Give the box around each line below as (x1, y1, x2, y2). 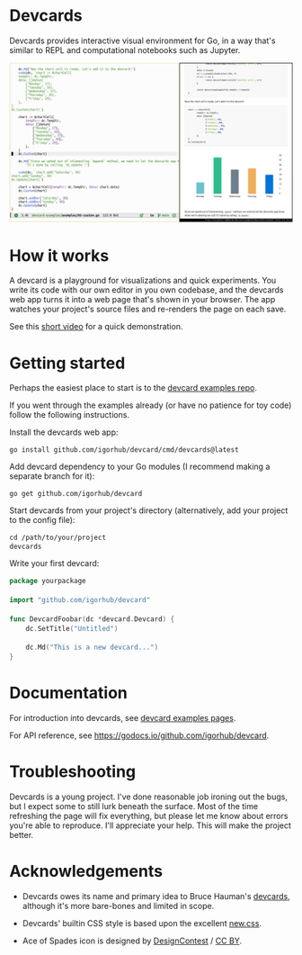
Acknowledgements (9, 861, 164, 882)
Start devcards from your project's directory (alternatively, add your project (9, 505, 289, 516)
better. (9, 830, 34, 841)
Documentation (9, 683, 129, 703)
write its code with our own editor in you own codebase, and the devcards (9, 284, 285, 295)
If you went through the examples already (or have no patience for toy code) (9, 400, 292, 410)
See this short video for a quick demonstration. (9, 321, 183, 332)
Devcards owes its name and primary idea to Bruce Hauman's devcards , (22, 891, 290, 901)
